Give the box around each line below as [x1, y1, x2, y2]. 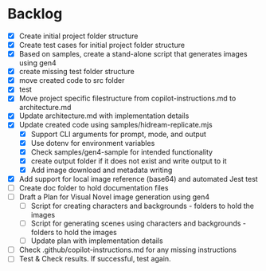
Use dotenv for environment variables [30, 138, 155, 147]
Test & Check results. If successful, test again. [18, 254, 172, 264]
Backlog [7, 5, 63, 23]
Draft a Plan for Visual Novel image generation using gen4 [18, 192, 210, 202]
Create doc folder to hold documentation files [18, 183, 169, 192]
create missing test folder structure [18, 67, 135, 77]
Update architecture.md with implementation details [18, 111, 190, 120]
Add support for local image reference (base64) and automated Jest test [18, 174, 258, 183]
